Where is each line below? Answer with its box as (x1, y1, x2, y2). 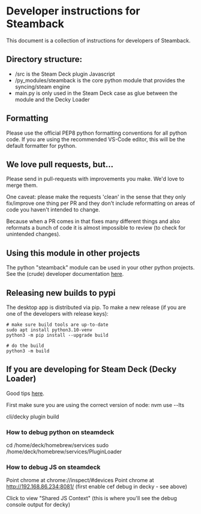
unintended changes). (6, 230, 61, 238)
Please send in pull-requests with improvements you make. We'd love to (6, 176, 185, 183)
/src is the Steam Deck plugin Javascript (14, 70, 115, 78)
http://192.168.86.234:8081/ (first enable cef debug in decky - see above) (6, 483, 188, 491)
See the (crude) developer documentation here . (6, 271, 124, 278)
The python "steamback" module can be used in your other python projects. (6, 264, 195, 271)
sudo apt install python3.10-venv (6, 327, 93, 333)
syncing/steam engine (14, 83, 70, 90)
